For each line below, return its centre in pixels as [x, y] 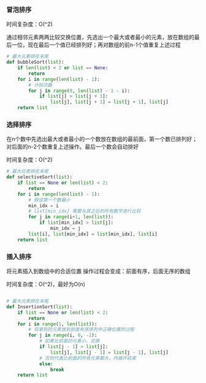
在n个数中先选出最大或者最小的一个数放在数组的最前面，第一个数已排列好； [102, 139]
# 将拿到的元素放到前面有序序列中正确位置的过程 [82, 330]
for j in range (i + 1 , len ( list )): [71, 217]
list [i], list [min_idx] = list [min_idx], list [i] [93, 234]
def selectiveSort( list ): [39, 177]
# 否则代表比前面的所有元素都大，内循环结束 [88, 358]
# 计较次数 [40, 85]
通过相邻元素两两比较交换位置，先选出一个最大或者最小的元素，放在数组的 [100, 37]
